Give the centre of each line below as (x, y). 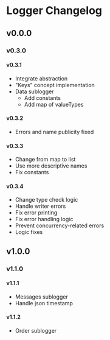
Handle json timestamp (44, 303)
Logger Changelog (54, 11)
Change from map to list (45, 160)
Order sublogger (36, 331)
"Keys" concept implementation (55, 85)
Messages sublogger (41, 297)
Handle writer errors (40, 206)
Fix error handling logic (44, 219)
